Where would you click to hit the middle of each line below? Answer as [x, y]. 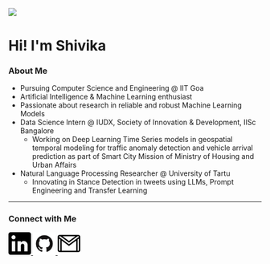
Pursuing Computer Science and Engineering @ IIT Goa [112, 88]
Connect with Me [43, 219]
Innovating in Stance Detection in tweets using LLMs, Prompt [133, 182]
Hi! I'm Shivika [57, 46]
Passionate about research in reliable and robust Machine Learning [131, 105]
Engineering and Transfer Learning [90, 191]
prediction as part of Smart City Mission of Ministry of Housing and [143, 156]
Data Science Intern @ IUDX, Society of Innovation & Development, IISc [138, 122]
